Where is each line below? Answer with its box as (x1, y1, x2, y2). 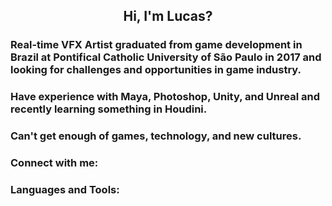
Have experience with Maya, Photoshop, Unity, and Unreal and (10, 90, 320, 104)
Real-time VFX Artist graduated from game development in (10, 38, 303, 52)
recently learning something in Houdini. (10, 102, 208, 116)
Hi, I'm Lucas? (123, 8, 213, 25)
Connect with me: (10, 156, 99, 170)
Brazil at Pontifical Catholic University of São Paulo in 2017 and (10, 50, 322, 64)
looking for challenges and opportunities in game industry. (10, 63, 302, 77)
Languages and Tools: (10, 183, 120, 196)
